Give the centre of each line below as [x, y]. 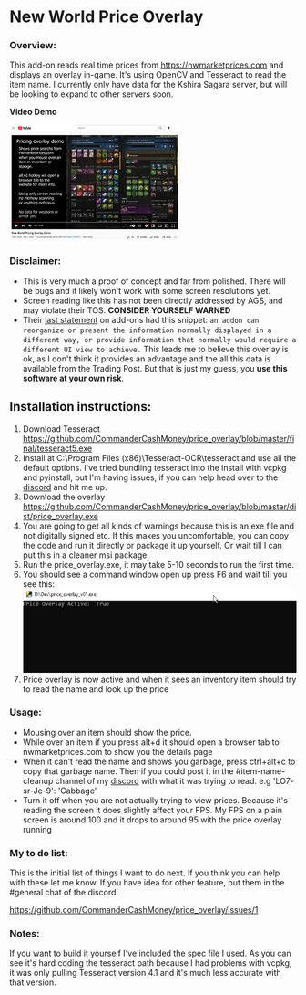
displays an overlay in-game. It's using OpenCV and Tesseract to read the [148, 75]
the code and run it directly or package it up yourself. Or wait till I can [152, 545]
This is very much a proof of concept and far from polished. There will [154, 281]
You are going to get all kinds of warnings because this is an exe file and [158, 526]
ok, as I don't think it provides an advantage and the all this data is [147, 359]
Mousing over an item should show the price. [107, 732]
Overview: [33, 46]
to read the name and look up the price [96, 689]
